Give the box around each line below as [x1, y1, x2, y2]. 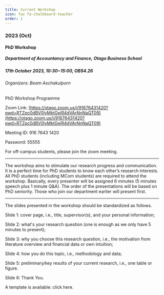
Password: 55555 [5, 139, 41, 145]
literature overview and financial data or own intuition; [5, 241, 113, 247]
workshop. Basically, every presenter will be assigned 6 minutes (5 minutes [5, 178, 157, 184]
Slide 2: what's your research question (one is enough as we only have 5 [5, 221, 151, 227]
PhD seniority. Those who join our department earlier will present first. [5, 188, 146, 194]
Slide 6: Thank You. [5, 275, 44, 280]
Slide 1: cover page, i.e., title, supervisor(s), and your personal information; [5, 212, 155, 217]
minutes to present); [5, 226, 46, 232]
